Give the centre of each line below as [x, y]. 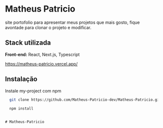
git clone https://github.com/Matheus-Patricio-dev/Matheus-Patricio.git [85, 100]
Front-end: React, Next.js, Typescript [42, 54]
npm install [22, 109]
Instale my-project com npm [33, 91]
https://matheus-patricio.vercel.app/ [41, 64]
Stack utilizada [28, 43]
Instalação [21, 79]
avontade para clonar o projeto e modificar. [48, 27]
